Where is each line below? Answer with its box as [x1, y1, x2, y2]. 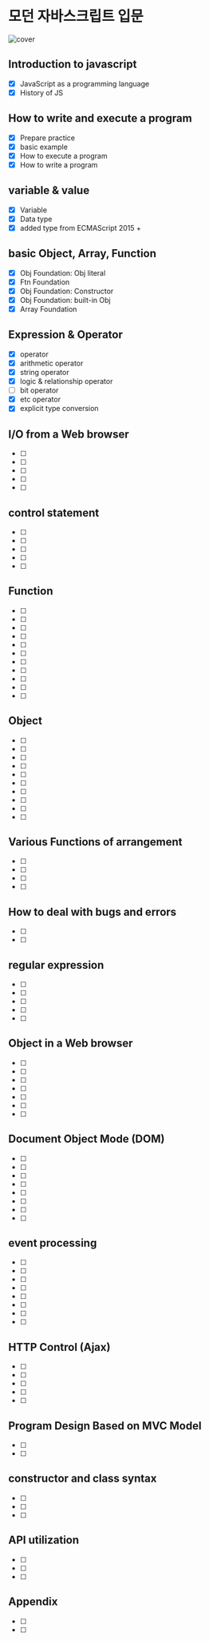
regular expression [8, 958, 104, 972]
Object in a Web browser [8, 1037, 133, 1050]
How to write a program [19, 159, 98, 169]
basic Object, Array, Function [8, 247, 157, 260]
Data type [19, 214, 53, 224]
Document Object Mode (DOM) [8, 1132, 165, 1146]
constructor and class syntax [8, 1472, 157, 1486]
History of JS [19, 87, 64, 97]
